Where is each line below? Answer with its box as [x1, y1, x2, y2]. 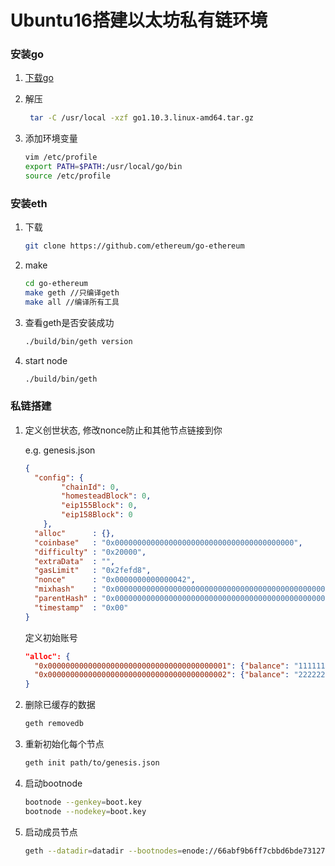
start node [24, 354, 68, 366]
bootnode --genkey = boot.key [24, 797, 142, 807]
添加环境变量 [24, 132, 78, 145]
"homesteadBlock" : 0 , [61, 491, 152, 501]
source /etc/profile [24, 171, 111, 181]
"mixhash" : [34, 584, 98, 595]
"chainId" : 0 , [61, 482, 120, 492]
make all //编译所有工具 [24, 297, 120, 307]
